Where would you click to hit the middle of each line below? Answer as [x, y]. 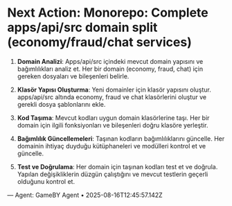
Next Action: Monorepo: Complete [108, 13]
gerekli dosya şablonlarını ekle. [61, 104]
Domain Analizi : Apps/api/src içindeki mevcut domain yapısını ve [110, 61]
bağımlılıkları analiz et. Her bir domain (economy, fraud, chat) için [110, 69]
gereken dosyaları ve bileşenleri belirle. [73, 76]
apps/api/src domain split [82, 27]
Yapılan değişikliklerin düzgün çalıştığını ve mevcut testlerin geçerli [113, 174]
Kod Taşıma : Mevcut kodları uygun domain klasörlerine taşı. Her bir [113, 118]
